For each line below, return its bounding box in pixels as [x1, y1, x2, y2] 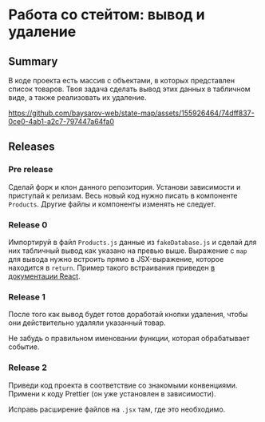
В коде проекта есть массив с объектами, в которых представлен [8, 76, 235, 85]
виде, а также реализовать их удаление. [8, 93, 147, 102]
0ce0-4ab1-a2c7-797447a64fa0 [8, 117, 114, 126]
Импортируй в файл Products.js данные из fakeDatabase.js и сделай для [8, 237, 257, 247]
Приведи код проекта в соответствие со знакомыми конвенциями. [8, 380, 238, 390]
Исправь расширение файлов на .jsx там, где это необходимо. [8, 404, 226, 414]
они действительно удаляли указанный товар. [8, 318, 166, 328]
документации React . [8, 271, 81, 281]
